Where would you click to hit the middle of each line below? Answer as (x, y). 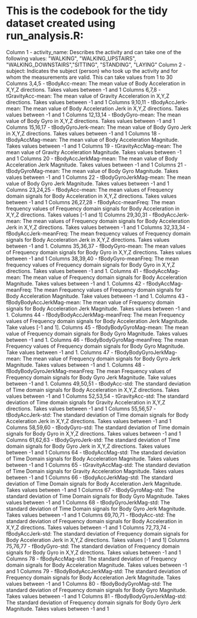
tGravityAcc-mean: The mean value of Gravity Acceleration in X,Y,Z (88, 96)
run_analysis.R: (45, 36)
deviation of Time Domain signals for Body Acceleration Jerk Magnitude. (94, 483)
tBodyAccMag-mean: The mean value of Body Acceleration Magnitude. (93, 139)
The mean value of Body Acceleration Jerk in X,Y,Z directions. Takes (106, 108)
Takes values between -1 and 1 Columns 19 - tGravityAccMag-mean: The (94, 146)
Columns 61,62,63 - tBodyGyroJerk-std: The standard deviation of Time (93, 440)
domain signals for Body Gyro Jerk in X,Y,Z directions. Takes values (88, 446)
